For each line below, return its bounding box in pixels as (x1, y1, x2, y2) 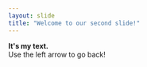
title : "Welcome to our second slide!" (8, 19, 141, 27)
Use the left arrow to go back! (8, 49, 106, 59)
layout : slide (8, 11, 56, 20)
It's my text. (8, 41, 49, 50)
